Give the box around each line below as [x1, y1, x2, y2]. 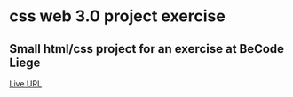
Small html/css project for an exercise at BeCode [9, 41, 285, 56]
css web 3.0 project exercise [9, 6, 226, 26]
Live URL [9, 78, 43, 89]
